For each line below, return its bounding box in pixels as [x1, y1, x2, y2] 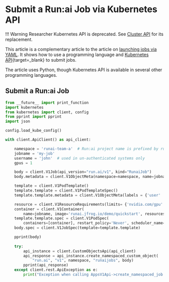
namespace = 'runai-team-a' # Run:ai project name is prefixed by [14, 146, 158, 151]
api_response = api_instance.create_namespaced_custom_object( [23, 253, 158, 258]
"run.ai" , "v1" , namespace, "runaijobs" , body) [32, 258, 134, 263]
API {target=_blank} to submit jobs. [5, 57, 76, 63]
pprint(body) [14, 234, 42, 240]
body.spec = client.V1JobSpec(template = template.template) [14, 225, 141, 230]
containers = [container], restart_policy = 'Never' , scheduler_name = [23, 221, 165, 226]
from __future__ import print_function [5, 100, 89, 105]
